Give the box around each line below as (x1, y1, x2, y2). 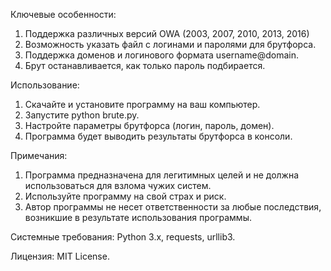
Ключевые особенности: (10, 9, 117, 20)
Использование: (10, 79, 80, 91)
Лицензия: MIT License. (10, 250, 110, 262)
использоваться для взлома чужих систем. (24, 180, 212, 191)
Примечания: (10, 150, 68, 161)
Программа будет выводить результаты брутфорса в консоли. (24, 130, 293, 142)
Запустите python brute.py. (24, 109, 140, 121)
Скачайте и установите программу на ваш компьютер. (24, 99, 261, 110)
